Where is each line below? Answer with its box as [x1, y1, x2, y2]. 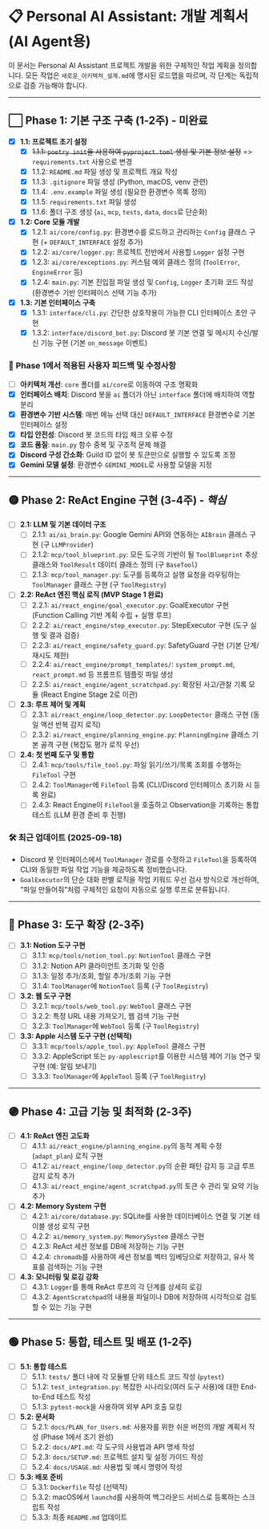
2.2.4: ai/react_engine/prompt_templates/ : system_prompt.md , [31, 659, 235, 669]
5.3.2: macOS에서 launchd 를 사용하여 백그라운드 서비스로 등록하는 [31, 1492, 241, 1502]
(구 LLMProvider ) [40, 539, 94, 550]
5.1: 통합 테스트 [19, 1361, 68, 1371]
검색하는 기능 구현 [46, 1262, 103, 1271]
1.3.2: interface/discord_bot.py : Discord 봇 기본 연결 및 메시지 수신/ [31, 327, 252, 337]
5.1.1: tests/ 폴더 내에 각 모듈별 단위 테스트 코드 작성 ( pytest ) [31, 1372, 225, 1381]
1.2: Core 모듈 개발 [19, 218, 80, 227]
